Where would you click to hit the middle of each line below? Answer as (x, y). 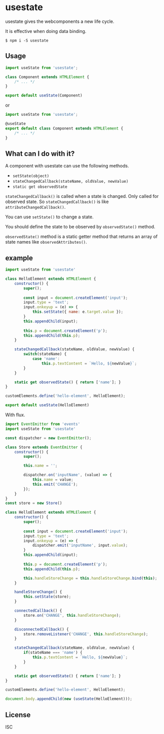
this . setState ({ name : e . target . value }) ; (78, 312)
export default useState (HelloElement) (47, 405)
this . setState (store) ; (47, 597)
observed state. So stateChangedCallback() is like (57, 202)
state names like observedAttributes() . (46, 242)
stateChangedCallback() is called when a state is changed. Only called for (82, 196)
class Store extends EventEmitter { (44, 447)
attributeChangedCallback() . (35, 207)
